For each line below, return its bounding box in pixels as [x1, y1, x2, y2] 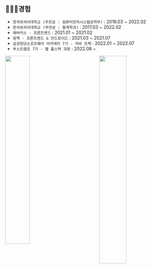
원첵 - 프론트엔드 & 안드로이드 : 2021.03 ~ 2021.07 [12, 35, 110, 41]
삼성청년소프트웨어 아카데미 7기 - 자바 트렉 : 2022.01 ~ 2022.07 [12, 40, 135, 46]
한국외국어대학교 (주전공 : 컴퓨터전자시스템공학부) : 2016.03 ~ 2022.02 [12, 18, 146, 24]
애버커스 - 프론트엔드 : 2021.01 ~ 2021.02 [12, 29, 93, 36]
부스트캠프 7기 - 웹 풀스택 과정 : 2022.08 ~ [12, 45, 96, 52]
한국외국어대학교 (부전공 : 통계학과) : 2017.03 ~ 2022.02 [12, 24, 122, 30]
